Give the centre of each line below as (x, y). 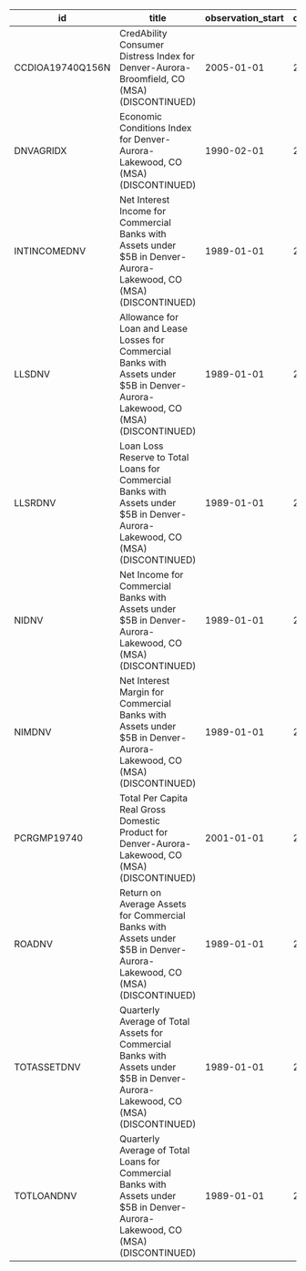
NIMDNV (33, 732)
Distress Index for (158, 56)
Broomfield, (144, 79)
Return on (141, 893)
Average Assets (153, 904)
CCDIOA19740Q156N (62, 67)
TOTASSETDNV (47, 1067)
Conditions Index (156, 128)
